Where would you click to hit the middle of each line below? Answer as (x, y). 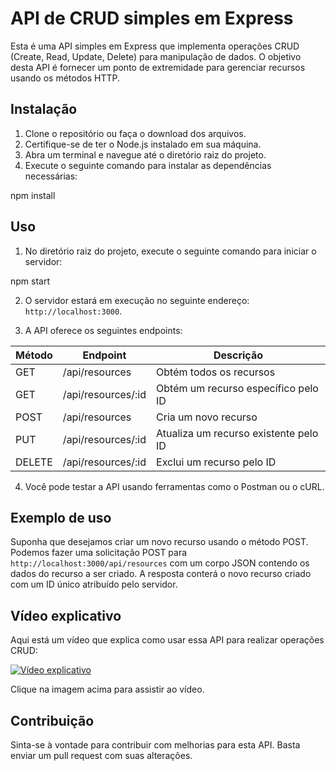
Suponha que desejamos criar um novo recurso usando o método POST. (159, 542)
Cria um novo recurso (207, 417)
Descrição (238, 355)
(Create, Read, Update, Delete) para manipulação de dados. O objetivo (156, 56)
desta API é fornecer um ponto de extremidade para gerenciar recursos (158, 67)
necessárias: (51, 176)
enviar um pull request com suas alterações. (101, 755)
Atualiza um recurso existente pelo (237, 433)
